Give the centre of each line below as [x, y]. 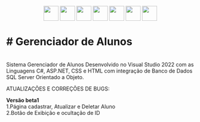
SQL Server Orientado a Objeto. [45, 77]
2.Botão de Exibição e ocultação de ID [53, 112]
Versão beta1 [23, 100]
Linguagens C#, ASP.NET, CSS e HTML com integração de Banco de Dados [99, 71]
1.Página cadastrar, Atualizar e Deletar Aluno [61, 107]
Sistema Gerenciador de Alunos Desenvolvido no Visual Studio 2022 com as [100, 64]
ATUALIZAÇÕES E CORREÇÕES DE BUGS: [58, 89]
